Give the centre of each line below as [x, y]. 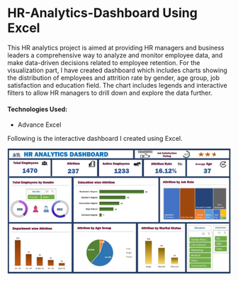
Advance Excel [39, 125]
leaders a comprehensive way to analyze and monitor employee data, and [115, 55]
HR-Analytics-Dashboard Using [103, 13]
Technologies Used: [38, 109]
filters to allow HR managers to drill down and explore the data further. [110, 93]
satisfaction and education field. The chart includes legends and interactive [118, 85]
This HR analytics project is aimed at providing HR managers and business [116, 47]
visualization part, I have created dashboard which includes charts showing [118, 70]
